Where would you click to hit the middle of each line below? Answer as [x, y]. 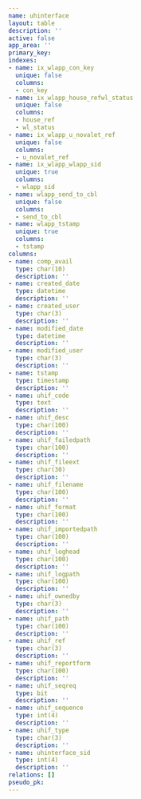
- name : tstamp [33, 373]
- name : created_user [44, 306]
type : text [33, 403]
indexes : [23, 61]
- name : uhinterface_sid [49, 753]
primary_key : [30, 53]
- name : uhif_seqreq [43, 685]
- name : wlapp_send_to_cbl [53, 194]
